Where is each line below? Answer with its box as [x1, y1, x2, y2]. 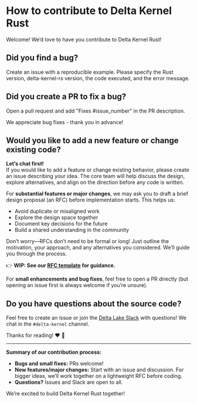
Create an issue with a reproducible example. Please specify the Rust [6, 69, 174, 76]
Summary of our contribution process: [6, 349, 102, 356]
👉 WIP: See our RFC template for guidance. [6, 262, 116, 269]
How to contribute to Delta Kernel [6, 4, 172, 18]
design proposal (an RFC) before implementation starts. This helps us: [6, 196, 175, 203]
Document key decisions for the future [14, 220, 108, 227]
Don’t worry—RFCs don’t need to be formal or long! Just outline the [6, 238, 169, 245]
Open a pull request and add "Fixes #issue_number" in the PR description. [6, 107, 185, 114]
